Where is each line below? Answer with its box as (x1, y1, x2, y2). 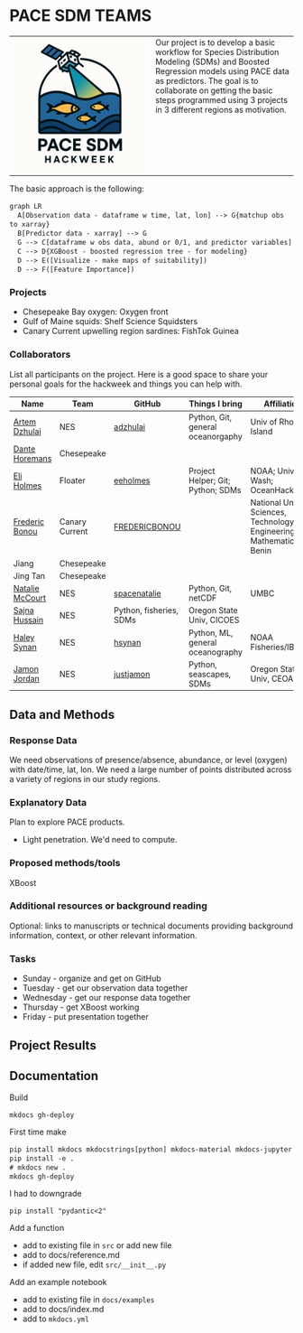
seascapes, (188, 668, 232, 679)
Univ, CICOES (188, 615, 240, 626)
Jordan (13, 674, 41, 685)
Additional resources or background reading (9, 900, 207, 912)
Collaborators (9, 349, 71, 361)
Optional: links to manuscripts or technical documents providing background (9, 920, 294, 931)
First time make (9, 1126, 67, 1138)
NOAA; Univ (250, 466, 295, 477)
